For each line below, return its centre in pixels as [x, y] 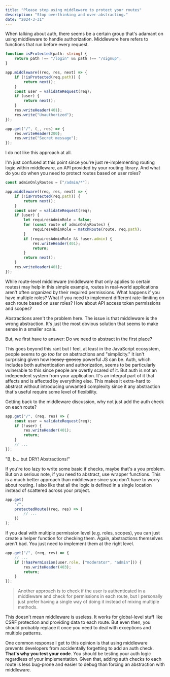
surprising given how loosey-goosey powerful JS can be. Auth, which [78, 359]
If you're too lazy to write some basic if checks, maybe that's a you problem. [85, 469]
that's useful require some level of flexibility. [52, 391]
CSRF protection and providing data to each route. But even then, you [78, 622]
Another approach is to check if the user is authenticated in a [81, 591]
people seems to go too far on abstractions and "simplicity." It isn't [75, 354]
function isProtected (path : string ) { [46, 54]
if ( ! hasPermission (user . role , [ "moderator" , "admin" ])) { [78, 562]
